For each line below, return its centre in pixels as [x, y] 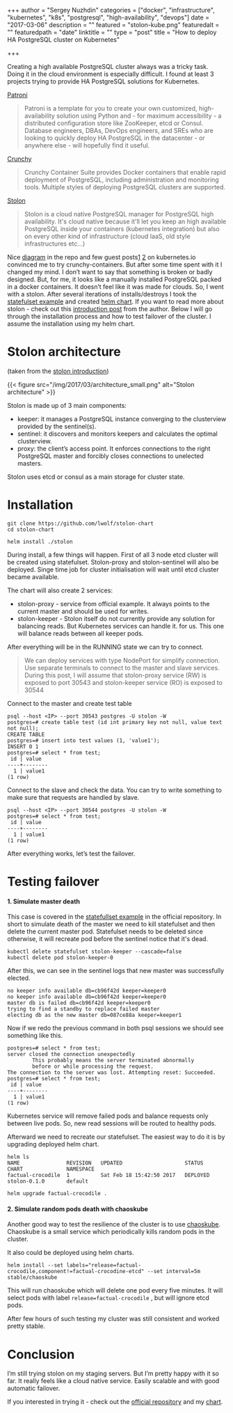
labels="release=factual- [104, 1265]
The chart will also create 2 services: [60, 590]
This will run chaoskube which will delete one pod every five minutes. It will [115, 1290]
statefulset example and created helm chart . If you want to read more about [115, 301]
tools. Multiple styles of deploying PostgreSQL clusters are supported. [125, 187]
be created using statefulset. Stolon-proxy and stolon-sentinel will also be [113, 562]
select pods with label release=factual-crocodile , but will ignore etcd [109, 1298]
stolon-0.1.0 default [48, 1182]
